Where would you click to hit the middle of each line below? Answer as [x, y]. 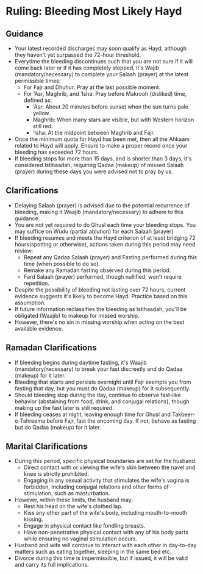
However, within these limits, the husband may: [74, 500]
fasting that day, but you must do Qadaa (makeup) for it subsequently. [102, 388]
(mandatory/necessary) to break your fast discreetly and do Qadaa [98, 369]
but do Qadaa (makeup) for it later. [58, 427]
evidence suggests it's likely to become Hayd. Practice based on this [101, 296]
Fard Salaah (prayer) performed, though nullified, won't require [103, 276]
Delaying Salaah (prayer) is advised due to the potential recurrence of [102, 205]
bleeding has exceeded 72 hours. [56, 152]
